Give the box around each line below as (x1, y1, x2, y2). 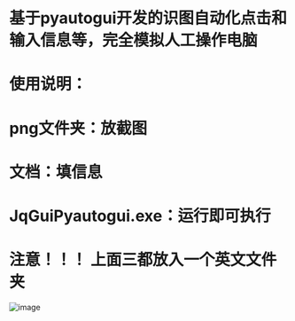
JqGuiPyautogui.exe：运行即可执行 (9, 206, 272, 226)
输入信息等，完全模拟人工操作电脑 (9, 30, 259, 51)
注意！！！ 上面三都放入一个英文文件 (9, 250, 277, 270)
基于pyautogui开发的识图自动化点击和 (9, 8, 288, 28)
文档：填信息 (9, 161, 104, 182)
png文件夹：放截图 (9, 118, 148, 138)
